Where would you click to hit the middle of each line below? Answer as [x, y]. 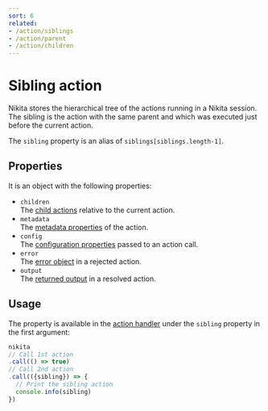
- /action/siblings [41, 31]
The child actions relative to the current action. [97, 210]
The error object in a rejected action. [81, 261]
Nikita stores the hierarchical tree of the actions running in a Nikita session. [133, 108]
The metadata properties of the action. [84, 227]
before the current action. [51, 125]
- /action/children [41, 46]
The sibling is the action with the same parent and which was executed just [133, 117]
